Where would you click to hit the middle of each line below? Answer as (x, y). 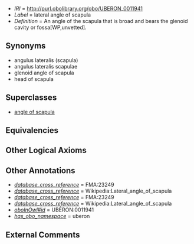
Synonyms (26, 46)
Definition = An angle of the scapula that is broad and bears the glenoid (101, 21)
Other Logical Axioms (46, 150)
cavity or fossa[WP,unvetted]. (50, 27)
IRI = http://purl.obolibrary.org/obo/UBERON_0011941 (78, 9)
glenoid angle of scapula (44, 73)
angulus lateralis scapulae (46, 66)
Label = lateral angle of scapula (52, 15)
